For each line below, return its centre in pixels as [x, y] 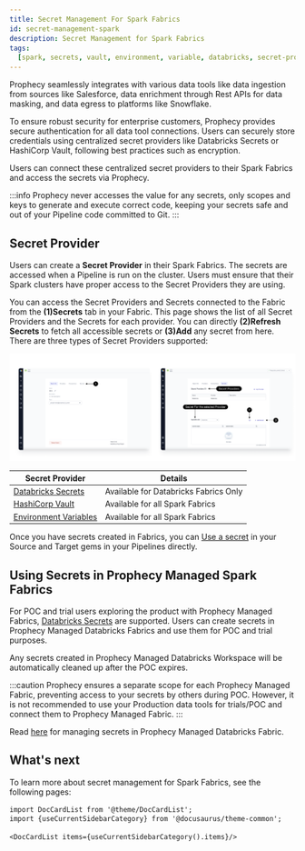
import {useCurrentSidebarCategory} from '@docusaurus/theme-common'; [146, 818]
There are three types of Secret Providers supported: [109, 340]
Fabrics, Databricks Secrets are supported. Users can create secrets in [142, 621]
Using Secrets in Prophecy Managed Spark [133, 575]
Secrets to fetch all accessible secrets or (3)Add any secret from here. [142, 331]
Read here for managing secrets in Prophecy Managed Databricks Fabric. [147, 731]
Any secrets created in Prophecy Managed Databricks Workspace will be [146, 657]
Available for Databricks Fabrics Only [174, 492]
